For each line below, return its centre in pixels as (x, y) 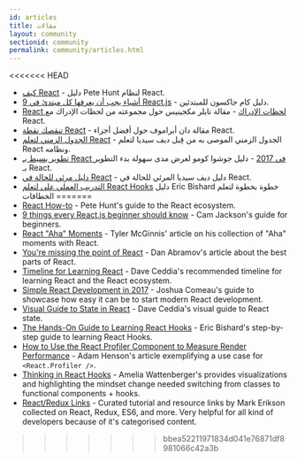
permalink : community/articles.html (76, 50)
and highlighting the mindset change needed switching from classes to (151, 384)
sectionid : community (49, 42)
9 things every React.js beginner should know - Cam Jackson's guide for (155, 215)
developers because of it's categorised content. (109, 422)
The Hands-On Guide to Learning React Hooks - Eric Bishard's (136, 327)
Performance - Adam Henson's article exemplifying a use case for (142, 356)
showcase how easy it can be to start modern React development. (142, 300)
